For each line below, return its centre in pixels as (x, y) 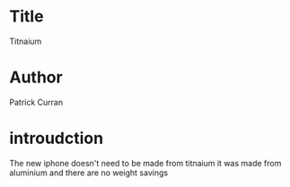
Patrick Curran (36, 102)
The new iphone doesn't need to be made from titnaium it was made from (145, 163)
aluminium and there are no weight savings (89, 173)
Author (36, 77)
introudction (57, 138)
